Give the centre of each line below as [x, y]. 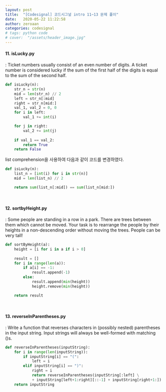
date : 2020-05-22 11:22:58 [35, 19]
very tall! [14, 235]
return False [28, 149]
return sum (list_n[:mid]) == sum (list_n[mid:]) [64, 187]
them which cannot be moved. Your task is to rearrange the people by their [82, 225]
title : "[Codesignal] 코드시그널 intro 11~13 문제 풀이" [62, 14]
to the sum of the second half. [36, 75]
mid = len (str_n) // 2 [38, 94]
